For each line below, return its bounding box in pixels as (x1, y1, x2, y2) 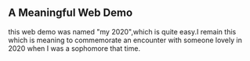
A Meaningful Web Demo (8, 6, 133, 20)
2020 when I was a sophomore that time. (8, 43, 141, 53)
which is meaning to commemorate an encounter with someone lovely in (8, 35, 243, 45)
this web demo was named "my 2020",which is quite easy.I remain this (8, 27, 237, 36)
